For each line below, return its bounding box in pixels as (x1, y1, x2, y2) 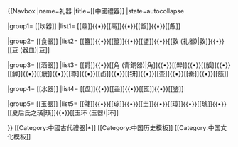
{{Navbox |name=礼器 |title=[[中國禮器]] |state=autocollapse (7, 7, 185, 15)
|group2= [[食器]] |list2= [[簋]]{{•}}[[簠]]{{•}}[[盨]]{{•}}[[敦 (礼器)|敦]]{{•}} (7, 37, 225, 45)
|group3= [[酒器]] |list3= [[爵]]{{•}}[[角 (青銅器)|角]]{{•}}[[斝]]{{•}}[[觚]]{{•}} (7, 61, 231, 69)
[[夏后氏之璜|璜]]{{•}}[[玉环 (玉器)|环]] (7, 109, 119, 117)
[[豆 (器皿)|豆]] (7, 46, 50, 54)
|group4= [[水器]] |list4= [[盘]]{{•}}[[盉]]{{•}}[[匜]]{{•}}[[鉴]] (7, 85, 184, 93)
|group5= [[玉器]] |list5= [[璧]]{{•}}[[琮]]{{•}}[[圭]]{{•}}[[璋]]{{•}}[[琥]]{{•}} (7, 100, 227, 108)
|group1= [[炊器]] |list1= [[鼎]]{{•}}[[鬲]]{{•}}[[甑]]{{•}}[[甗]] (7, 22, 181, 30)
